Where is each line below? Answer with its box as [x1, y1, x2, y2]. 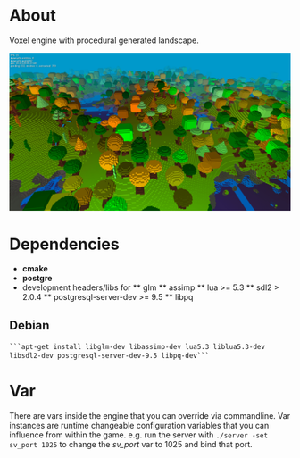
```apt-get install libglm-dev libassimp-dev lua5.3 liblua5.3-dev [9, 343, 266, 352]
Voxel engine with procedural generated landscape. [9, 35, 199, 46]
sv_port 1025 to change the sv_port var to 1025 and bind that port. [9, 439, 253, 450]
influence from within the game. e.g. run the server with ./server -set [9, 429, 269, 440]
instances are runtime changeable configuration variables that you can [9, 421, 270, 431]
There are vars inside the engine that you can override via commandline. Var [9, 411, 291, 421]
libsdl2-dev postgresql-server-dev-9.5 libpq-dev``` [9, 352, 210, 361]
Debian [9, 318, 50, 333]
